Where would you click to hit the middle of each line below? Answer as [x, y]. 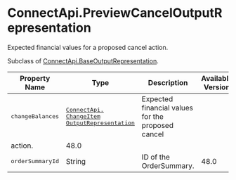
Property [35, 78]
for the [152, 116]
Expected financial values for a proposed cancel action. [88, 47]
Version [217, 87]
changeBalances [35, 116]
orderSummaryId [35, 161]
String [76, 161]
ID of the [156, 157]
